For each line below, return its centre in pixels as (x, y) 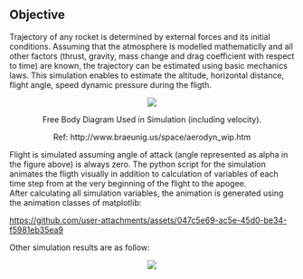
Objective (38, 15)
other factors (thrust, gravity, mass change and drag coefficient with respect (152, 56)
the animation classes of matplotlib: (76, 202)
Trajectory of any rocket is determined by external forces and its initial (140, 36)
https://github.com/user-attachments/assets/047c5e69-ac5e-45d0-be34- (148, 220)
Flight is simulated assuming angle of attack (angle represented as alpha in (149, 154)
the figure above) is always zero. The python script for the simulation (138, 164)
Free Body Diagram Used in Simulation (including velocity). (152, 119)
